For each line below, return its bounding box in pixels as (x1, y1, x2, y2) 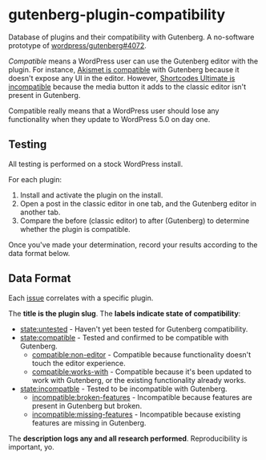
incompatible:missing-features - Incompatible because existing (31, 409, 241, 419)
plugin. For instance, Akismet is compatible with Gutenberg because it (8, 64, 240, 74)
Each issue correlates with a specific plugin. (8, 293, 154, 303)
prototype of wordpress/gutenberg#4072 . (8, 40, 147, 50)
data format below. (8, 248, 71, 258)
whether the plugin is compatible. (19, 224, 131, 234)
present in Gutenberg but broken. (31, 401, 143, 410)
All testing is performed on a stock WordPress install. (8, 159, 183, 169)
